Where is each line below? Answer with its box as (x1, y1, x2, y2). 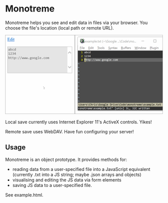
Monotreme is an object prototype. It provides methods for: (5, 156, 127, 162)
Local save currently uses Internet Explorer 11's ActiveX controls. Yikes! (5, 119, 152, 125)
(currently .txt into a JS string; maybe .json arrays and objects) (12, 171, 141, 177)
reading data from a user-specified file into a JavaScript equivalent (12, 166, 150, 172)
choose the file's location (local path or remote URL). (5, 25, 114, 31)
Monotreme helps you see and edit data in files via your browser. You (5, 20, 148, 26)
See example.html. (5, 191, 43, 198)
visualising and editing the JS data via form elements (12, 176, 121, 183)
